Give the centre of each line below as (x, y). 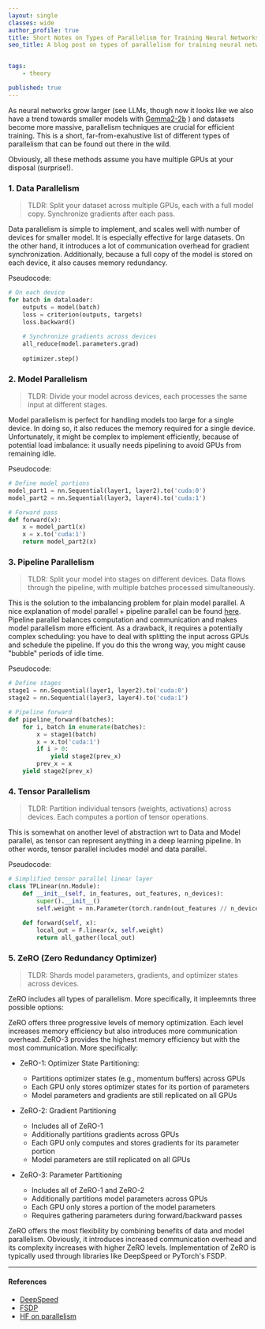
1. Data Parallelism (44, 188)
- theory (37, 74)
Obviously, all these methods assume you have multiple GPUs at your (121, 159)
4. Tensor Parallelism (49, 791)
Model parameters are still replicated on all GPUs (111, 1160)
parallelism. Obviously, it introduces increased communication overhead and (132, 1240)
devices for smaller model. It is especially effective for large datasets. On (127, 237)
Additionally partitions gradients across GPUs (105, 1134)
